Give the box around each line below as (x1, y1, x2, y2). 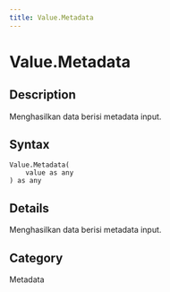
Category (9, 250, 64, 265)
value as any (25, 168, 74, 177)
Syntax (9, 137, 50, 152)
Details (9, 201, 49, 216)
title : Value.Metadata (9, 13, 94, 22)
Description (9, 87, 76, 103)
